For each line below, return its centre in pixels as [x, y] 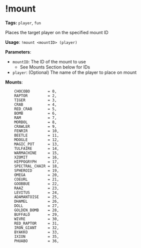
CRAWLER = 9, [35, 126]
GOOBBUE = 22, [36, 184]
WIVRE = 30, [36, 219]
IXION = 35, [36, 236]
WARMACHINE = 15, [36, 153]
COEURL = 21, [36, 179]
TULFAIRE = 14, [36, 148]
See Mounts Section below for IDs [55, 67]
